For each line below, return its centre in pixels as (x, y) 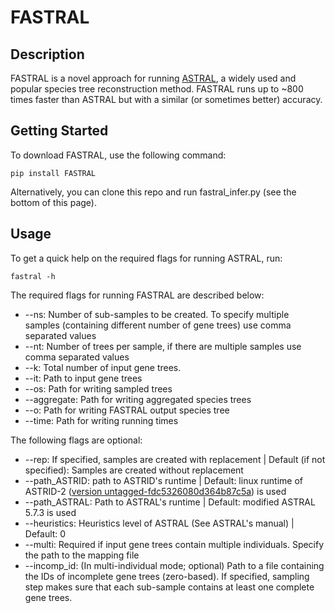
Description (47, 54)
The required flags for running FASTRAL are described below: (137, 295)
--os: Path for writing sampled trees (98, 388)
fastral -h (33, 276)
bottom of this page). (53, 202)
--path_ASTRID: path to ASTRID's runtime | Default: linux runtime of (163, 480)
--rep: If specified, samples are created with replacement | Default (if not (175, 459)
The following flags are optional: (76, 440)
